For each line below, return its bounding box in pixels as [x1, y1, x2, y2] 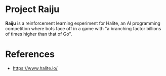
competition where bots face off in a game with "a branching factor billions [5, 25, 161, 31]
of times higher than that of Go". [5, 31, 72, 37]
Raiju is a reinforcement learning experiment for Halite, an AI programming [5, 20, 161, 26]
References [5, 49, 55, 60]
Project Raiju [5, 4, 60, 15]
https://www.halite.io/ [12, 65, 58, 71]
